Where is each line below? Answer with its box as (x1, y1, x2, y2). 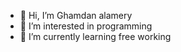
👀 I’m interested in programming (19, 20, 153, 32)
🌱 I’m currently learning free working (19, 31, 172, 42)
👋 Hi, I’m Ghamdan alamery (19, 10, 133, 21)
